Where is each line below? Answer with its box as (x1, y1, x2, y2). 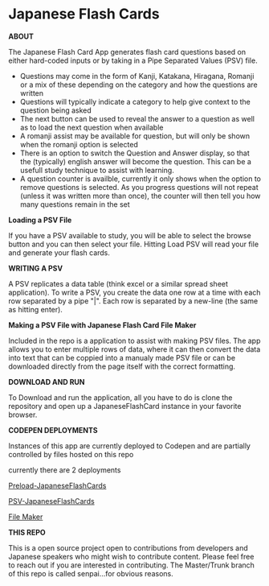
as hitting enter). (8, 304, 63, 314)
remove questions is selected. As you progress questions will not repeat (19, 182, 259, 192)
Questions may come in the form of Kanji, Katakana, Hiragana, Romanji (19, 71, 255, 80)
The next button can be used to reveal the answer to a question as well (19, 113, 255, 123)
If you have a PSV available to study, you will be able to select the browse (8, 230, 251, 240)
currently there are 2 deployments (8, 464, 121, 475)
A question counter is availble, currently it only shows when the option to (19, 174, 261, 184)
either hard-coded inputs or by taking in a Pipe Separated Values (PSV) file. (8, 56, 259, 65)
